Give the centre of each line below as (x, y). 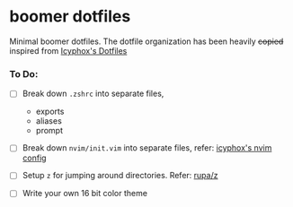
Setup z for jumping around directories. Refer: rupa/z (120, 176)
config (34, 158)
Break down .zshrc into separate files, (93, 94)
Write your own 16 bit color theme (85, 194)
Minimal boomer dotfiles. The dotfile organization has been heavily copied (146, 41)
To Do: (24, 73)
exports (50, 112)
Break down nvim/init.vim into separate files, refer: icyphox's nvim (147, 148)
